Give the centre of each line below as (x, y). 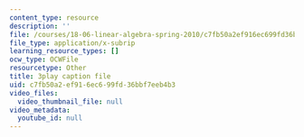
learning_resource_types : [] (64, 51)
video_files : (34, 93)
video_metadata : (40, 110)
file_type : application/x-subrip (72, 43)
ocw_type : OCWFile (44, 59)
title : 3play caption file (60, 77)
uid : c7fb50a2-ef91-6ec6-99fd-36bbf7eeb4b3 (93, 85)
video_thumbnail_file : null (71, 101)
